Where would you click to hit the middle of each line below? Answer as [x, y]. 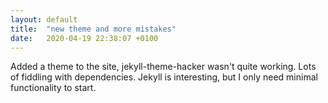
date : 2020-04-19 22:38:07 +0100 [84, 38]
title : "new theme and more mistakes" [93, 29]
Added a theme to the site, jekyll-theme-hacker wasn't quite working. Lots [163, 67]
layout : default [44, 19]
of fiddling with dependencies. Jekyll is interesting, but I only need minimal [164, 77]
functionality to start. [53, 88]
